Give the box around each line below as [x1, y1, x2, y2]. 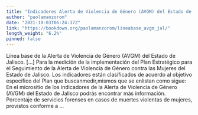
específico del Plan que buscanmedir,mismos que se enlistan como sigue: [6, 77, 186, 84]
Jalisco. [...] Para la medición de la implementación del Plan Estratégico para [6, 58, 193, 65]
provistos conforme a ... [6, 103, 64, 109]
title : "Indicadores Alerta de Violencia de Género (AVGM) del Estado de [6, 8, 192, 15]
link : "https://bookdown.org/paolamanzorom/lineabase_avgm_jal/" [6, 25, 170, 31]
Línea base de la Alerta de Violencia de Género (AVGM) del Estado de [6, 52, 176, 59]
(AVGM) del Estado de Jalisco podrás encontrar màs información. [6, 90, 166, 97]
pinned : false [6, 36, 41, 42]
